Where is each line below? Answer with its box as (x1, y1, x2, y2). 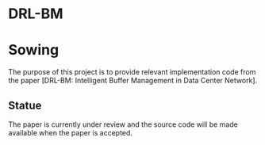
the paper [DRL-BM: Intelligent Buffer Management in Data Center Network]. (8, 76, 258, 86)
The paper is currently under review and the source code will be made (8, 120, 238, 129)
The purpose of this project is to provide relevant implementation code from (8, 67, 256, 77)
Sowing (8, 41, 60, 59)
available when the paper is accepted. (8, 128, 133, 137)
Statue (8, 98, 42, 112)
